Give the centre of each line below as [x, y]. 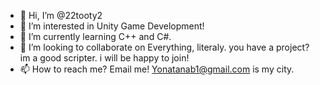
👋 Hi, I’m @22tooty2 [61, 15]
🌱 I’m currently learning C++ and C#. [95, 36]
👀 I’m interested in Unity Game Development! [112, 26]
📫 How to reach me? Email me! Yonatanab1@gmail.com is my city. [157, 69]
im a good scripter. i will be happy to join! [104, 58]
